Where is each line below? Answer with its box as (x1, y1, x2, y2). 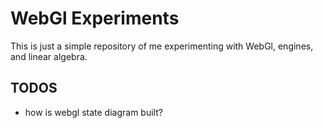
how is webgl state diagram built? (24, 106, 163, 118)
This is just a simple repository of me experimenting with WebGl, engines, (10, 40, 314, 52)
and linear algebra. (10, 50, 88, 62)
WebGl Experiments (10, 7, 180, 30)
